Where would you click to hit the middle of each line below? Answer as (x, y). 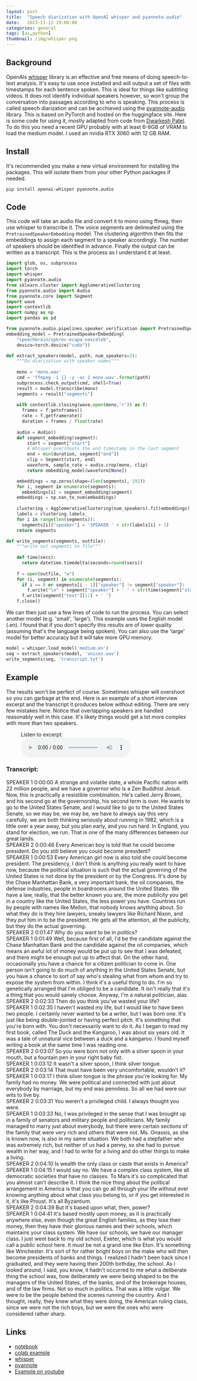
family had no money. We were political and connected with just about (91, 1082)
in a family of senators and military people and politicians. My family (88, 1120)
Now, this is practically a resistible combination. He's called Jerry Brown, (94, 794)
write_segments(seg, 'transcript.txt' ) (55, 659)
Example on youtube (39, 1371)
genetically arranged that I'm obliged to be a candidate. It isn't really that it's (98, 989)
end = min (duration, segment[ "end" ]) (73, 454)
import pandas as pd (31, 318)
